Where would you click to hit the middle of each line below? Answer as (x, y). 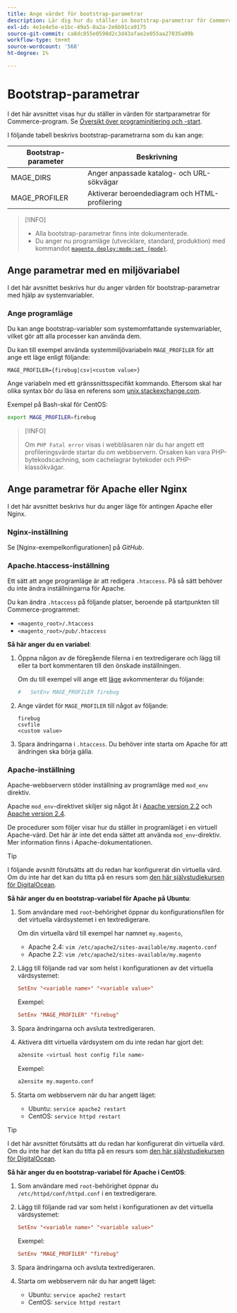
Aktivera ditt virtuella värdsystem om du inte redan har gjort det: (110, 1042)
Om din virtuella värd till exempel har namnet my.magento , (100, 933)
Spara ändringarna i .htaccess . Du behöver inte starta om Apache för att (122, 744)
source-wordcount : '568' (44, 47)
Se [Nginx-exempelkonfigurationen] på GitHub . (76, 547)
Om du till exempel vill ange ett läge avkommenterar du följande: (111, 679)
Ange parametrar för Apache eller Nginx (97, 489)
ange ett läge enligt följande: (49, 357)
